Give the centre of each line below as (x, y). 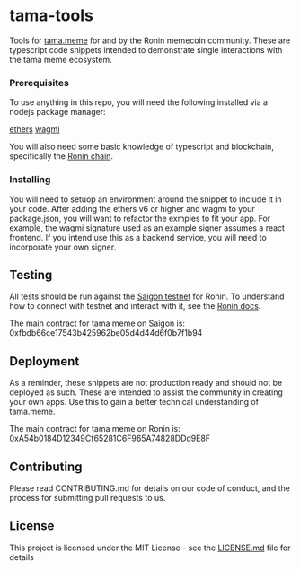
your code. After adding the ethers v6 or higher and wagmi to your (132, 208)
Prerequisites (39, 83)
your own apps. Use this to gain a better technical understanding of (134, 402)
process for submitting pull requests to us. (88, 497)
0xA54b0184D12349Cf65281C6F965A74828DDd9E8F (110, 438)
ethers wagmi (35, 129)
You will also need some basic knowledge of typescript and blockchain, (141, 147)
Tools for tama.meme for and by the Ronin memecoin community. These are (150, 40)
